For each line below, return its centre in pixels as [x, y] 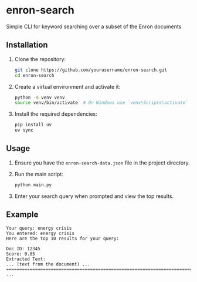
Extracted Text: [26, 259]
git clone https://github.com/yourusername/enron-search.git [91, 70]
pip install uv [33, 125]
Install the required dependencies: [56, 114]
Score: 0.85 [21, 254]
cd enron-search [34, 75]
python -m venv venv [40, 98]
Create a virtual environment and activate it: [67, 86]
